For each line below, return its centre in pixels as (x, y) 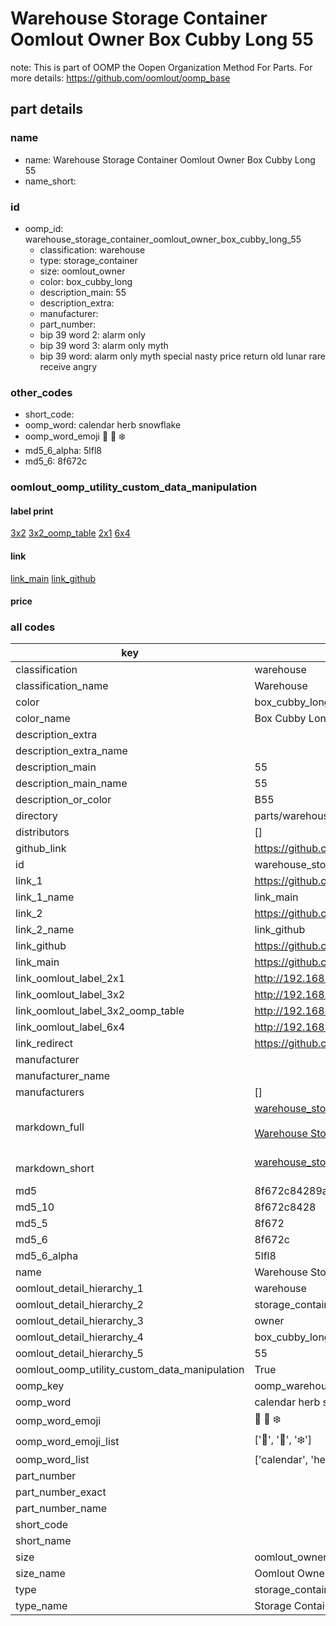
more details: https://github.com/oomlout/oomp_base (120, 78)
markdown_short (55, 1169)
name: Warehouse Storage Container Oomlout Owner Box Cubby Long (170, 159)
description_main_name (71, 784)
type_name (41, 1606)
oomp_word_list (52, 1460)
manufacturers (50, 1092)
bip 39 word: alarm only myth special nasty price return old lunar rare (182, 356)
